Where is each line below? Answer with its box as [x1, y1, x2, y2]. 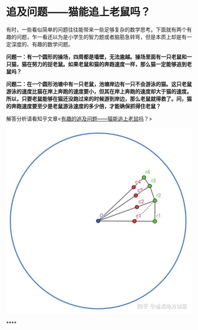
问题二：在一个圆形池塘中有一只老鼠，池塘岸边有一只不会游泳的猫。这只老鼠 [6, 80, 192, 87]
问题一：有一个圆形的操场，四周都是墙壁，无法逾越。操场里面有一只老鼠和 [6, 53, 187, 60]
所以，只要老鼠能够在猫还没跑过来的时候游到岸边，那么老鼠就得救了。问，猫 [6, 95, 192, 102]
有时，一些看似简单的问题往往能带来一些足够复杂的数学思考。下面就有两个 [6, 26, 187, 33]
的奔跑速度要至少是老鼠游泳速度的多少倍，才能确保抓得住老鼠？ [6, 103, 161, 110]
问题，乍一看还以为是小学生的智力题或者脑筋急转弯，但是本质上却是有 [16, 33, 187, 40]
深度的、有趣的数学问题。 [11, 41, 74, 48]
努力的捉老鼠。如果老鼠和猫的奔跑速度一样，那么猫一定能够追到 [31, 60, 187, 68]
